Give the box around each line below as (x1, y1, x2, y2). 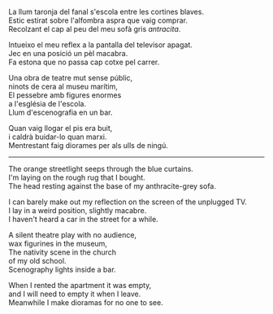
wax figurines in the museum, (8, 239, 108, 248)
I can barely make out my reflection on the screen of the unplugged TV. (8, 197, 248, 207)
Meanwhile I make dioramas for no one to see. (8, 298, 164, 307)
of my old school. (8, 256, 67, 265)
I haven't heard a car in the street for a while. (8, 215, 158, 224)
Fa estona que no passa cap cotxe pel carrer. (8, 57, 160, 67)
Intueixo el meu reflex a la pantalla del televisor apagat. (8, 40, 193, 50)
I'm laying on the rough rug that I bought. (8, 172, 146, 182)
